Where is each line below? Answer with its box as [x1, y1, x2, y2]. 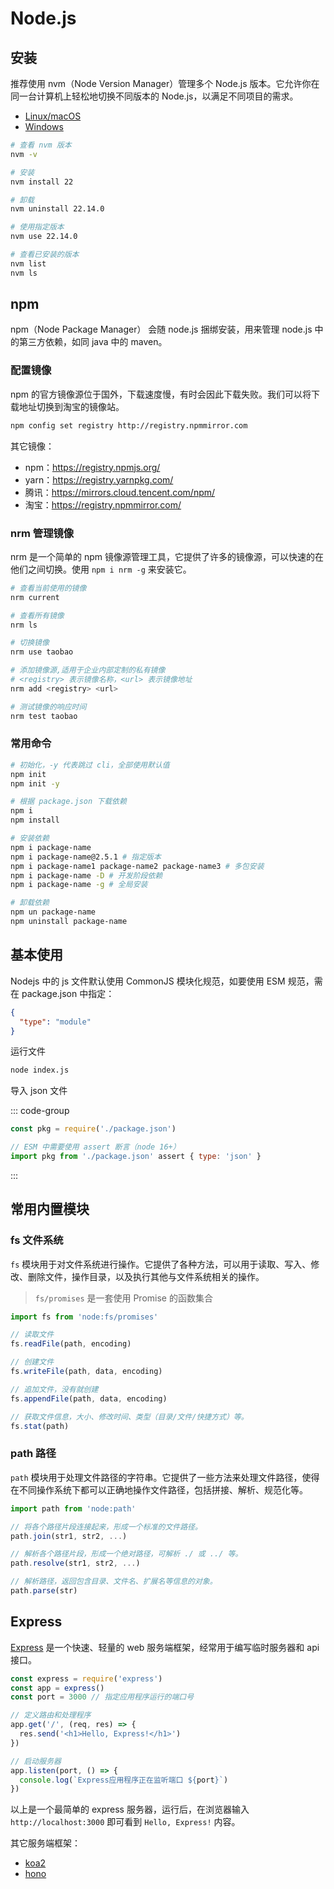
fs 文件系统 [10, 1233, 64, 1247]
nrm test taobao [10, 711, 78, 721]
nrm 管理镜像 [10, 526, 75, 540]
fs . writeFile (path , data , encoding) [10, 1367, 163, 1377]
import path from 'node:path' [10, 1503, 137, 1514]
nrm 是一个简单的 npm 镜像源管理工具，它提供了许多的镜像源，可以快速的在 [10, 550, 324, 562]
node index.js [10, 1065, 70, 1076]
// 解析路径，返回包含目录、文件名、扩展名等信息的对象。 [10, 1577, 218, 1587]
